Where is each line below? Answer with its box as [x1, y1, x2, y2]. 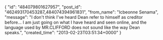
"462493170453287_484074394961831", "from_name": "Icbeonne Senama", [4, 9, 159, 15]
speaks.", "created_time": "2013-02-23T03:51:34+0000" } [4, 30, 122, 35]
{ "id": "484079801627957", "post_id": [4, 4, 82, 10]
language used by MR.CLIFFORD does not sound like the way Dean [4, 25, 140, 30]
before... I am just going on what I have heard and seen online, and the [4, 19, 147, 25]
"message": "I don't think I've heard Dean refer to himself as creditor [4, 14, 143, 20]
